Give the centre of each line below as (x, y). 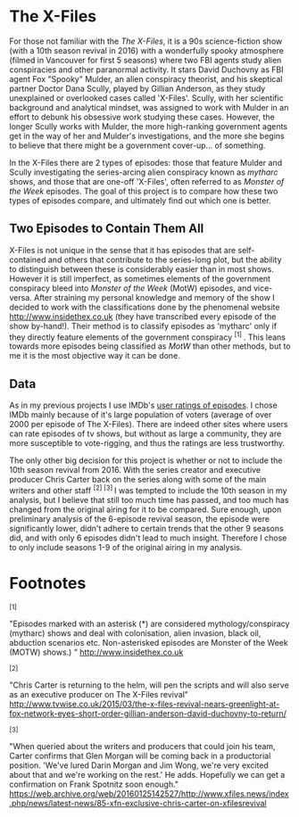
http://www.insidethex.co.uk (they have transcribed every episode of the (143, 316)
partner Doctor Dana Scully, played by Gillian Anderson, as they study (137, 88)
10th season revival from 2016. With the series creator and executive (135, 470)
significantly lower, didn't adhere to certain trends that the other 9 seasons (146, 528)
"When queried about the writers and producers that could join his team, (142, 746)
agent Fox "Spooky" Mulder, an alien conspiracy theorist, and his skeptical (146, 78)
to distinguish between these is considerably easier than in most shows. (141, 268)
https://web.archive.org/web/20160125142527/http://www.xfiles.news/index (149, 793)
